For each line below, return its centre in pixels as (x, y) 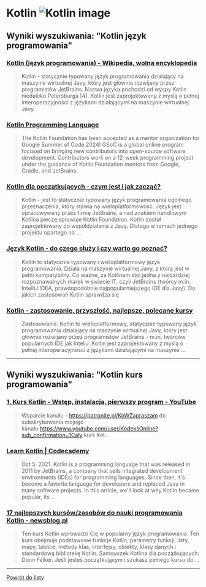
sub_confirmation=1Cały (52, 435)
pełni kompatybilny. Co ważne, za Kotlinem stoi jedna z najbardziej (105, 275)
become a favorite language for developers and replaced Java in (103, 484)
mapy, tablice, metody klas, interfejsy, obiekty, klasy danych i (99, 547)
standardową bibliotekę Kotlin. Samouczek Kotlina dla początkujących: (110, 553)
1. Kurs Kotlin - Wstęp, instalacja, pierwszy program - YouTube (101, 402)
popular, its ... (39, 497)
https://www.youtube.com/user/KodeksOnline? (99, 428)
